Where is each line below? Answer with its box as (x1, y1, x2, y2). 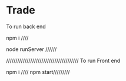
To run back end (6, 23, 46, 30)
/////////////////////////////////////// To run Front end (6, 57, 121, 64)
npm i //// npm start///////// (6, 68, 70, 75)
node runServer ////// (6, 45, 57, 53)
